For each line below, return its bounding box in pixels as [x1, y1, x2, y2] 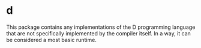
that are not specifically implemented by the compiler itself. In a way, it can [6, 29, 191, 37]
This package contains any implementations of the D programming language [6, 23, 196, 31]
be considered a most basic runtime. [6, 36, 97, 43]
